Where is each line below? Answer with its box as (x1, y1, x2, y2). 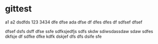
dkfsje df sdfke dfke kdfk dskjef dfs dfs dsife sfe (5, 33, 102, 39)
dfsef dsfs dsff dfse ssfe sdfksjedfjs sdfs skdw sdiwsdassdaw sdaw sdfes (5, 28, 154, 34)
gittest (5, 3, 32, 14)
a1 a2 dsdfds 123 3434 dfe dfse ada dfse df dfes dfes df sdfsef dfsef (5, 19, 142, 25)
